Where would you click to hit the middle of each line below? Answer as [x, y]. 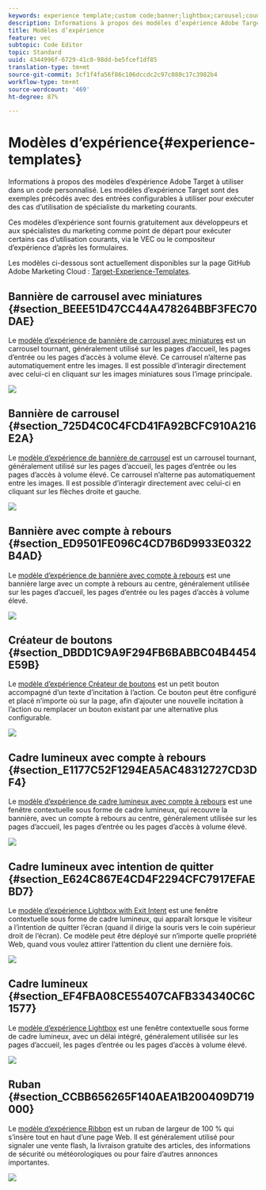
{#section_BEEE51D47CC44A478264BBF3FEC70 [133, 309]
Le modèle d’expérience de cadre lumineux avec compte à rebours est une [130, 801]
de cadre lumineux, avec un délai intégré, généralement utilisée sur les [123, 1036]
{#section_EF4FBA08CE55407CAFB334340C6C [132, 996]
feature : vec [30, 38]
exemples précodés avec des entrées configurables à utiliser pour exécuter [131, 198]
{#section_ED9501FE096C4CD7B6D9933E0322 [130, 544]
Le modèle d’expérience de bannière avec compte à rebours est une [120, 575]
